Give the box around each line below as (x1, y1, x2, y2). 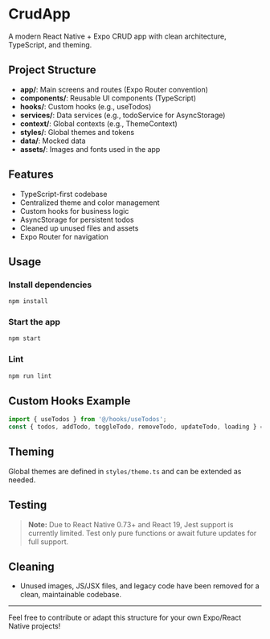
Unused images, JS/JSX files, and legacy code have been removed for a (19, 581, 260, 591)
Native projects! (8, 621, 61, 631)
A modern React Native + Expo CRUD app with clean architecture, (8, 31, 227, 41)
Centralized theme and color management (19, 198, 160, 207)
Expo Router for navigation (19, 231, 108, 241)
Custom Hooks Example (8, 394, 131, 408)
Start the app (8, 317, 61, 328)
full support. (27, 536, 69, 547)
